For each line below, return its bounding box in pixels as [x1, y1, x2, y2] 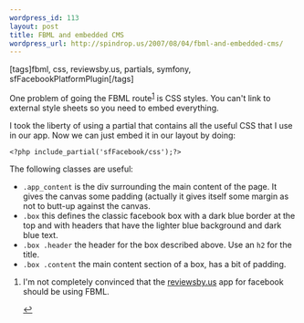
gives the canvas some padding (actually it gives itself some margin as [22, 191, 289, 202]
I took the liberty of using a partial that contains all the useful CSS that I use [9, 120, 294, 130]
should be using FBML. [22, 286, 110, 297]
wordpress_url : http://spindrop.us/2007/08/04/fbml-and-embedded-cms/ [9, 38, 284, 48]
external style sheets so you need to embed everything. [9, 102, 219, 113]
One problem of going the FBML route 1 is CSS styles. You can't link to [9, 91, 271, 103]
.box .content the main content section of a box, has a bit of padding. [22, 258, 287, 269]
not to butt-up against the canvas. [22, 200, 151, 211]
